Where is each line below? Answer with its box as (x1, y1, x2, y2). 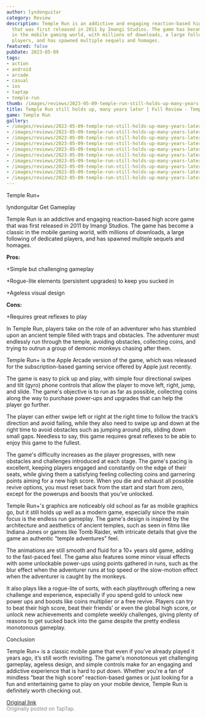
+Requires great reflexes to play (6, 313, 87, 320)
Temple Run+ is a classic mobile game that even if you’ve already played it (6, 648, 195, 655)
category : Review (6, 15, 51, 21)
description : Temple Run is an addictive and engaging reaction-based (6, 20, 191, 26)
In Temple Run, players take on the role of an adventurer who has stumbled (6, 325, 196, 332)
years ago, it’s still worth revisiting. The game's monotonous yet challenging (6, 654, 198, 661)
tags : (6, 55, 20, 61)
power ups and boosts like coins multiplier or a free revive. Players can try (6, 598, 194, 605)
